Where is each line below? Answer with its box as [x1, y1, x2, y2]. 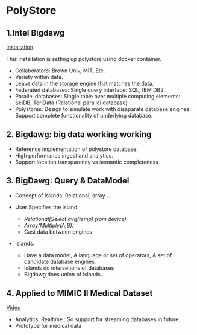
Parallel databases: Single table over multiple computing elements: [14, 93, 181, 100]
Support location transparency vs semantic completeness [14, 158, 158, 165]
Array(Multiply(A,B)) [23, 222, 74, 229]
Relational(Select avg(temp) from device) [23, 215, 127, 222]
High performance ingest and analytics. [14, 152, 113, 159]
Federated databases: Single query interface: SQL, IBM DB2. [14, 86, 166, 94]
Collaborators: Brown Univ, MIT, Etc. [14, 67, 105, 74]
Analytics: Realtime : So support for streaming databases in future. [14, 316, 181, 323]
